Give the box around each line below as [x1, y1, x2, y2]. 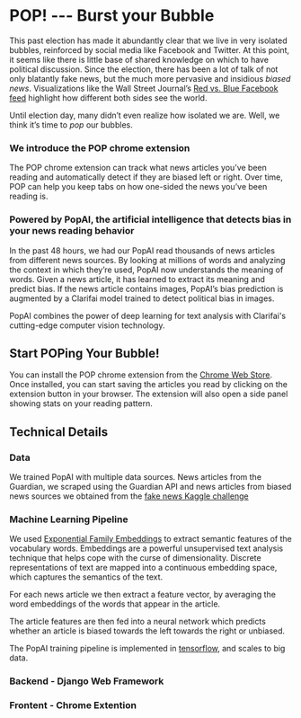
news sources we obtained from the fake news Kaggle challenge [9, 491, 249, 501]
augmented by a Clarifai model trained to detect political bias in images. [9, 293, 275, 304]
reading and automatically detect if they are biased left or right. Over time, [9, 172, 283, 182]
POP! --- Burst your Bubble [9, 5, 215, 26]
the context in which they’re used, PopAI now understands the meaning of [9, 264, 284, 275]
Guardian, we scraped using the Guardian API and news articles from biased [9, 482, 292, 492]
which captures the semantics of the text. [9, 572, 164, 582]
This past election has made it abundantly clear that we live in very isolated [9, 35, 288, 46]
